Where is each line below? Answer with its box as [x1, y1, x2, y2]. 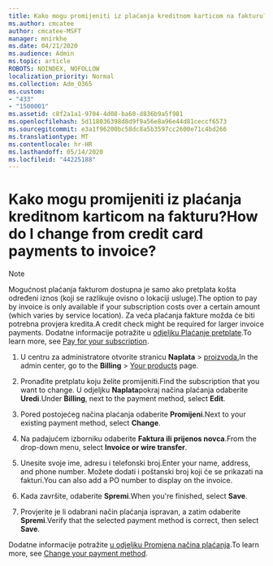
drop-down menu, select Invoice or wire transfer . [19, 443, 188, 452]
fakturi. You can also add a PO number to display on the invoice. [19, 476, 233, 486]
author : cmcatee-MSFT [8, 27, 82, 35]
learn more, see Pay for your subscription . [8, 336, 149, 346]
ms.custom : [8, 87, 45, 96]
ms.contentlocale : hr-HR [8, 140, 93, 149]
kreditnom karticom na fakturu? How [8, 208, 258, 226]
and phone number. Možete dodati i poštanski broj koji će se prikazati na [19, 467, 264, 477]
